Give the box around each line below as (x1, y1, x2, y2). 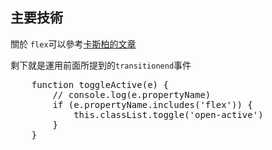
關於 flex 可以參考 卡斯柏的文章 (10, 38, 137, 50)
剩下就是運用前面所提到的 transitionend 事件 (10, 59, 192, 71)
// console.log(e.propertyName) (52, 89, 212, 100)
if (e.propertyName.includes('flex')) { (52, 99, 253, 110)
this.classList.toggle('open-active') (73, 109, 264, 120)
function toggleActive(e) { (31, 79, 169, 90)
